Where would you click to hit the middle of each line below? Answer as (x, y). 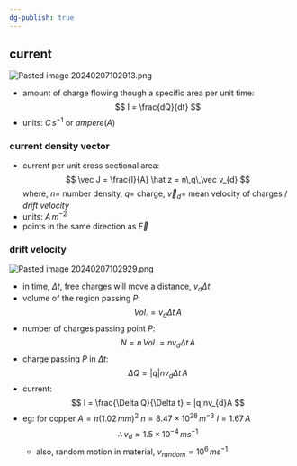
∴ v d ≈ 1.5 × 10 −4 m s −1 (158, 434)
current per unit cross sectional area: (91, 166)
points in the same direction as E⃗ (85, 226)
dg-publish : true (42, 18)
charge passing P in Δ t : (65, 358)
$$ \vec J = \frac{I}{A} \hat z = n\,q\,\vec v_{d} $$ (157, 180)
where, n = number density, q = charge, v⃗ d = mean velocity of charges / (155, 195)
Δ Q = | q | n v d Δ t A (157, 374)
